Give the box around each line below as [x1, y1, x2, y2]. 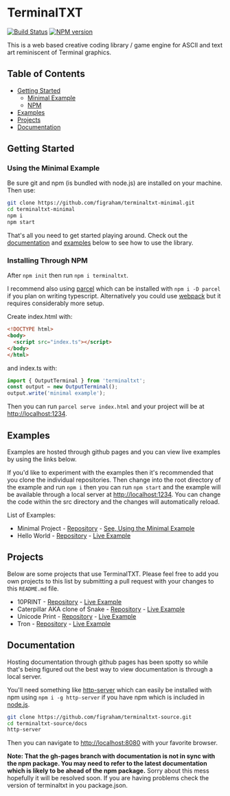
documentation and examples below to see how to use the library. [7, 239, 194, 247]
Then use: [7, 186, 36, 195]
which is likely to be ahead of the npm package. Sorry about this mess [7, 766, 209, 775]
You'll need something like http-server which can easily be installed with [7, 685, 212, 694]
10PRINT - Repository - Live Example [16, 597, 122, 606]
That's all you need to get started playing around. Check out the [7, 231, 188, 239]
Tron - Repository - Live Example [16, 619, 111, 628]
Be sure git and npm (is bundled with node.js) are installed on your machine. [7, 179, 223, 187]
